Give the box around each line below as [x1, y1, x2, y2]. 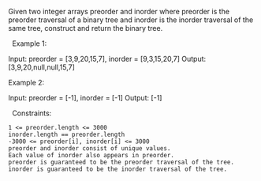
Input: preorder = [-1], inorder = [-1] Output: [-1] [8, 93, 162, 102]
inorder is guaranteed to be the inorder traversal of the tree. [8, 165, 227, 173]
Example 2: [8, 78, 45, 87]
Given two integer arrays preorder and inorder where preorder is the [8, 7, 230, 16]
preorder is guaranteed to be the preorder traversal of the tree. [8, 158, 235, 166]
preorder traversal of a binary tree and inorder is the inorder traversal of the [8, 15, 254, 25]
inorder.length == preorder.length [8, 130, 125, 138]
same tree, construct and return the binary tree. [8, 24, 163, 32]
